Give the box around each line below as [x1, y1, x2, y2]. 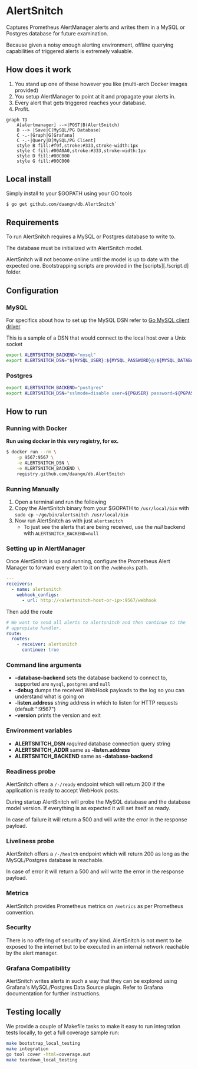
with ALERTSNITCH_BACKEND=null [23, 529, 99, 537]
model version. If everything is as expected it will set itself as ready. [6, 804, 171, 811]
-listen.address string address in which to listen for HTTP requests [14, 699, 178, 706]
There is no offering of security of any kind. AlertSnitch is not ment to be [6, 936, 182, 944]
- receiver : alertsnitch [16, 642, 78, 647]
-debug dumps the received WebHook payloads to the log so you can [14, 687, 184, 694]
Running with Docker [6, 425, 68, 433]
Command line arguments [6, 660, 82, 669]
